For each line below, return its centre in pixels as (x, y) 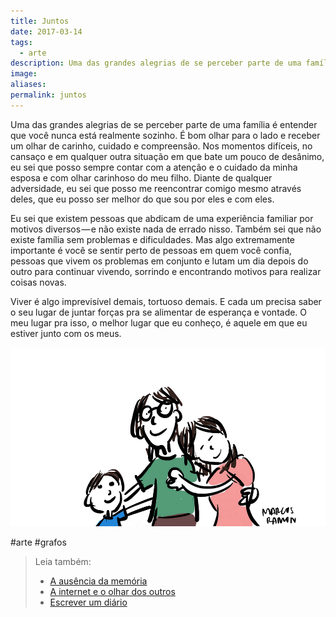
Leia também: (63, 561)
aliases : (28, 85)
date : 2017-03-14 (46, 31)
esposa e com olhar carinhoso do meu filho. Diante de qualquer (141, 177)
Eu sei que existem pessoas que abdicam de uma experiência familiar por (162, 218)
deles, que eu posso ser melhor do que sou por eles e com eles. (142, 199)
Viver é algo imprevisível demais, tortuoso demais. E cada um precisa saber (166, 301)
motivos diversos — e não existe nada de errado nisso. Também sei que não (166, 229)
